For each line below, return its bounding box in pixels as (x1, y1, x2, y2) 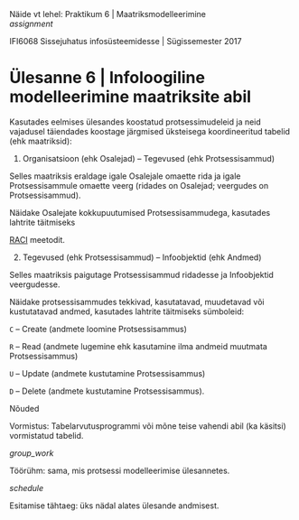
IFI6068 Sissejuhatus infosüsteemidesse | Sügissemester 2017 (9, 36, 242, 46)
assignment (9, 18, 53, 29)
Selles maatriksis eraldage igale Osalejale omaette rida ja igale (9, 171, 241, 181)
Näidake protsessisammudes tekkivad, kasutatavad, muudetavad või (9, 296, 265, 307)
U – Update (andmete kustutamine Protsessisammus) (9, 367, 206, 378)
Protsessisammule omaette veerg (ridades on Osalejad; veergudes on (9, 180, 269, 190)
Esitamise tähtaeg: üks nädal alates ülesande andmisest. (9, 500, 220, 511)
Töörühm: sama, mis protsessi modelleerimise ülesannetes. (9, 465, 230, 476)
